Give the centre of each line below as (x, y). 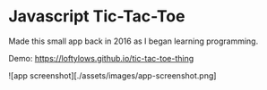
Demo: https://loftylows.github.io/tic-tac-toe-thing (101, 58)
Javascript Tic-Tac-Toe (97, 16)
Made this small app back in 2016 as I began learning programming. (133, 41)
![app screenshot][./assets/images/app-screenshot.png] (112, 75)
